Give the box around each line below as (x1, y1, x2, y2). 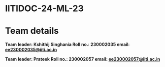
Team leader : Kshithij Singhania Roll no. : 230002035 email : (5, 42, 130, 47)
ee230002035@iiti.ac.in (5, 47, 57, 53)
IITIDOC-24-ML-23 (5, 3, 84, 14)
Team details (5, 25, 59, 37)
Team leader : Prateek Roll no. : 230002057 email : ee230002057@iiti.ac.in (5, 56, 160, 62)
